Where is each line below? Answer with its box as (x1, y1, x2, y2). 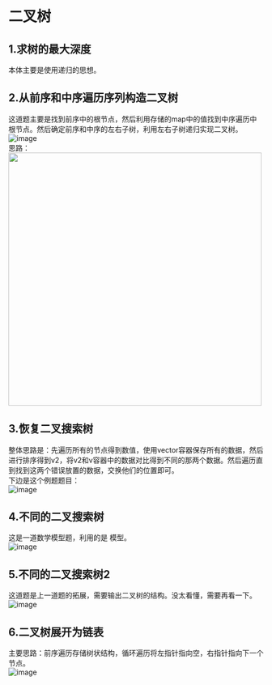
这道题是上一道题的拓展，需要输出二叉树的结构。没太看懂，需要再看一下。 (8, 590, 257, 600)
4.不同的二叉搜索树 (8, 510, 104, 524)
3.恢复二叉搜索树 (8, 422, 94, 436)
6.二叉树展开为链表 (8, 625, 104, 639)
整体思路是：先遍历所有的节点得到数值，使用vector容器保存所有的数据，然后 (8, 445, 264, 454)
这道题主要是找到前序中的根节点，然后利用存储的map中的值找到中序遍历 (8, 114, 250, 124)
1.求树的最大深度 (8, 42, 91, 56)
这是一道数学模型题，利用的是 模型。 (8, 533, 131, 542)
